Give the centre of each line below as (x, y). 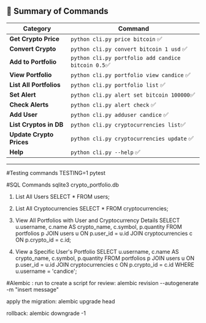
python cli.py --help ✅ (105, 152)
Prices (19, 142)
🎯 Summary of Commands (57, 11)
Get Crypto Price (35, 39)
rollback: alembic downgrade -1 (46, 313)
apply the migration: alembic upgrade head (61, 301)
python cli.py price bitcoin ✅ (116, 39)
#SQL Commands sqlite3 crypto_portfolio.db (63, 185)
